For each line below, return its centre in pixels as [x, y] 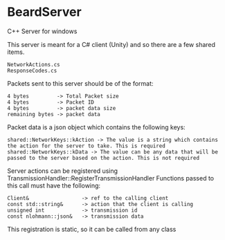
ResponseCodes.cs [32, 71]
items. [16, 52]
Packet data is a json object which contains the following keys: [96, 127]
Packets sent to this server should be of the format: [80, 83]
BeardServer [44, 12]
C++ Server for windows [42, 31]
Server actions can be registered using [63, 171]
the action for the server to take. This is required [87, 146]
